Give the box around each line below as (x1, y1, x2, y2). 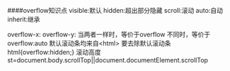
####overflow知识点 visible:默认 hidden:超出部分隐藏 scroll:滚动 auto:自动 (7, 6, 223, 14)
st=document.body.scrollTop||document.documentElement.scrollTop (7, 56, 209, 64)
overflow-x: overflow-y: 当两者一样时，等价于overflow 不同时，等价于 (7, 31, 211, 38)
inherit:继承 (7, 15, 40, 23)
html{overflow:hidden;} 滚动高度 (7, 48, 101, 56)
